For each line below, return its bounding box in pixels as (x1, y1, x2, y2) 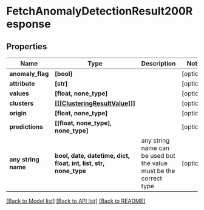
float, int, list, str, (54, 159, 105, 168)
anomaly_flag (9, 70, 49, 78)
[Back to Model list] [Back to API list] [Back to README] (6, 197, 146, 205)
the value (141, 159, 168, 168)
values (9, 89, 29, 98)
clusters (9, 99, 34, 107)
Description (141, 59, 176, 67)
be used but (141, 152, 175, 160)
